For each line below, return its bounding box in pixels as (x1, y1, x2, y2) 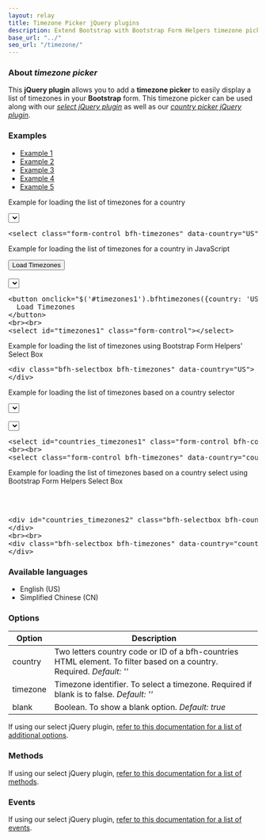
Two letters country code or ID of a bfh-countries (54, 647, 239, 658)
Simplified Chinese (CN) (19, 593, 99, 602)
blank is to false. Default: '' (54, 689, 153, 700)
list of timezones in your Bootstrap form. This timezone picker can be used (8, 94, 253, 103)
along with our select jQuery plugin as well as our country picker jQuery (8, 102, 242, 112)
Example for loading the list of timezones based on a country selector (8, 388, 235, 397)
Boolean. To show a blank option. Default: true (54, 702, 226, 713)
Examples (8, 130, 47, 141)
